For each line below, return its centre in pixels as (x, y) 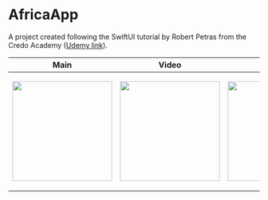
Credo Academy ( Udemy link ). (58, 45)
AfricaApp (43, 15)
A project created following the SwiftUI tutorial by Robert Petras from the (128, 37)
